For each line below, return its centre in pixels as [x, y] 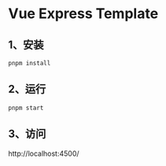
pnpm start [26, 108]
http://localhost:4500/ [44, 153]
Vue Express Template [83, 14]
